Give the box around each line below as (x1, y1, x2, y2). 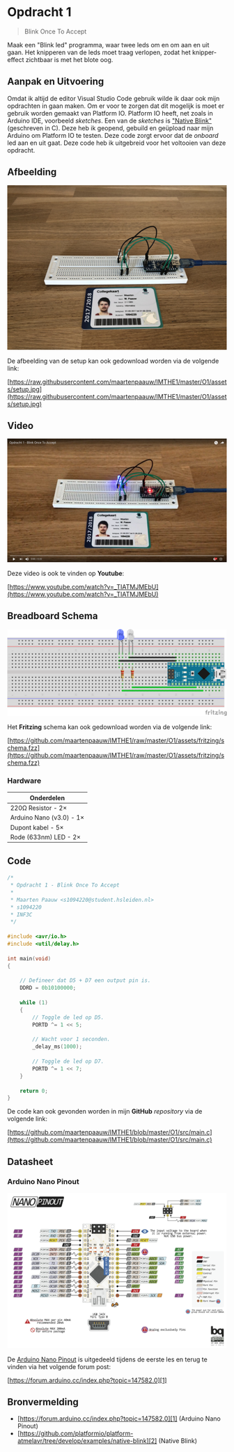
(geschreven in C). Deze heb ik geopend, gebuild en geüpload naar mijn (7, 123, 214, 132)
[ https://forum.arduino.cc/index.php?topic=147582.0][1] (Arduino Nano (17, 1414, 221, 1423)
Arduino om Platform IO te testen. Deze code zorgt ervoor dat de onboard (7, 131, 219, 139)
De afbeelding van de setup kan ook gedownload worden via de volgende (7, 357, 219, 365)
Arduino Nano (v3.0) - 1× (10, 813, 85, 822)
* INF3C (10, 911, 33, 918)
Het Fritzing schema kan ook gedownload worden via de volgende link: (7, 723, 212, 731)
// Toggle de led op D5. (32, 1014, 104, 1021)
